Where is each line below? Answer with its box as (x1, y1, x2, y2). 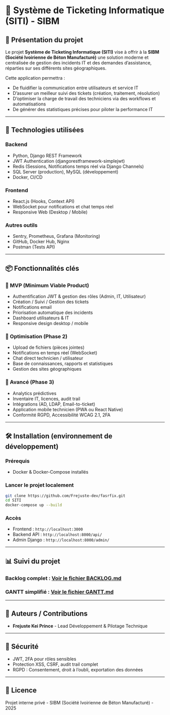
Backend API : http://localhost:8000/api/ (12, 531, 102, 538)
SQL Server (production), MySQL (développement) (12, 168, 119, 174)
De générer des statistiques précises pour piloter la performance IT (12, 106, 153, 112)
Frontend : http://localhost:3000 (12, 526, 83, 532)
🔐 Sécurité (5, 642, 39, 651)
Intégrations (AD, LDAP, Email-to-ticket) (12, 401, 96, 407)
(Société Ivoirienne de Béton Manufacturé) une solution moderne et (5, 54, 149, 60)
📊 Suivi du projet (5, 557, 61, 565)
